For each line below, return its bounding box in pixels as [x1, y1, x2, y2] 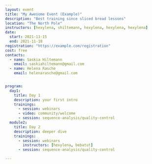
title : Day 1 [14, 93, 41, 98]
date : [5, 30, 16, 35]
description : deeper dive [14, 129, 67, 134]
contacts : [5, 52, 25, 58]
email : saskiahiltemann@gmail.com [14, 61, 84, 66]
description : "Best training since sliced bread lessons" [5, 16, 126, 21]
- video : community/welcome [18, 111, 76, 116]
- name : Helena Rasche [9, 66, 56, 71]
